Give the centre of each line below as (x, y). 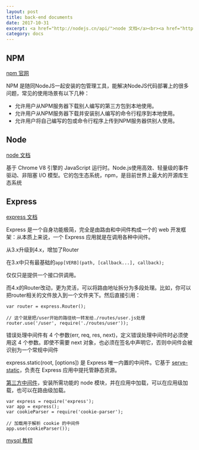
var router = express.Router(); (46, 306)
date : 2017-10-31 (28, 23)
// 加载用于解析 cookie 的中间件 (43, 423)
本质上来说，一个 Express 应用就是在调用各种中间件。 (88, 237)
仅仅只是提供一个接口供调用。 (42, 275)
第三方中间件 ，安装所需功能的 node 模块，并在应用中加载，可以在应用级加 (97, 383)
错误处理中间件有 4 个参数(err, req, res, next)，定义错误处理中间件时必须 (95, 335)
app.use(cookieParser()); (38, 429)
